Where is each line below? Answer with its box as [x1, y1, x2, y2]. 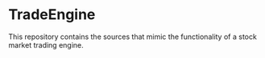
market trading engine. [8, 40, 85, 49]
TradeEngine [8, 6, 96, 24]
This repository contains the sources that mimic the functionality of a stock [8, 32, 258, 41]
